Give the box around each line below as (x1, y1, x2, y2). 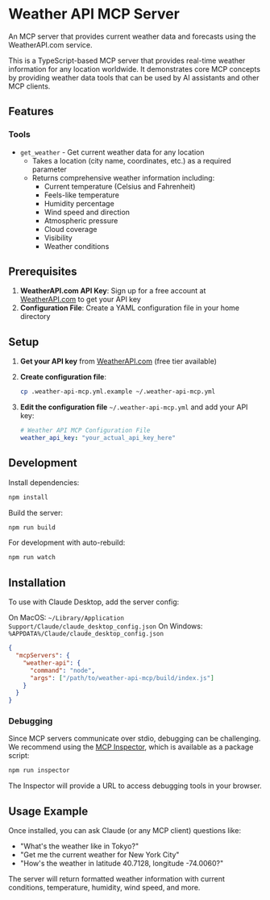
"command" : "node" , (29, 666, 95, 674)
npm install (8, 493, 48, 501)
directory (19, 312, 51, 321)
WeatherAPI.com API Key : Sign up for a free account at (19, 286, 206, 296)
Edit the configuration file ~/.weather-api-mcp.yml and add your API (19, 402, 248, 412)
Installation (8, 575, 66, 589)
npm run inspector (8, 766, 70, 774)
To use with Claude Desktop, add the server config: (8, 597, 180, 607)
